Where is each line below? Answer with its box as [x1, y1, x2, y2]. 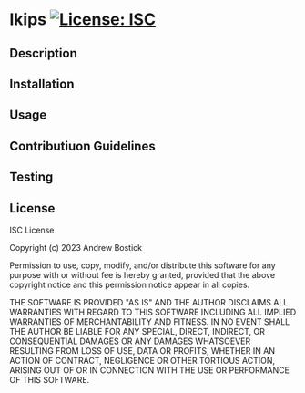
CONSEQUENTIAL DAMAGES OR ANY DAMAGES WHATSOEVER [9, 336, 251, 346]
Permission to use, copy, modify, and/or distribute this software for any [9, 260, 276, 271]
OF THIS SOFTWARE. [9, 374, 90, 385]
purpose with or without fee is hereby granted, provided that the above [9, 269, 276, 280]
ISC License [9, 224, 55, 235]
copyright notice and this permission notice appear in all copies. [9, 279, 250, 290]
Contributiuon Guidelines [9, 138, 157, 154]
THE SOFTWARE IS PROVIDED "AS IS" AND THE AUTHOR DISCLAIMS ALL [9, 296, 289, 307]
